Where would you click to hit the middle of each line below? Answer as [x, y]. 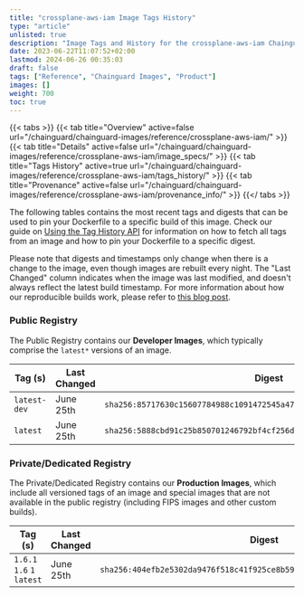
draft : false [34, 69]
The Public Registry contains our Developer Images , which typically [137, 340]
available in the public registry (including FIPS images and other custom [143, 502]
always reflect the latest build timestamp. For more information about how [147, 288]
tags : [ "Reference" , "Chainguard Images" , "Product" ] [113, 77]
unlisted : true [38, 34]
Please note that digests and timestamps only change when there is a [139, 259]
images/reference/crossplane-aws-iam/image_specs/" [111, 156]
